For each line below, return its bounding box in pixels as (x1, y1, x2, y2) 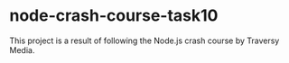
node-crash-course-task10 (9, 5, 219, 26)
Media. (9, 44, 35, 55)
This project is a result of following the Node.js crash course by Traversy (9, 35, 280, 46)
